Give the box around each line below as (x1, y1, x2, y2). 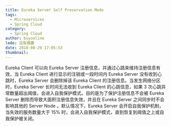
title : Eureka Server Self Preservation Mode (5, 7, 104, 13)
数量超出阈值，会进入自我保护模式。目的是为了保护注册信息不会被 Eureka (9, 90, 164, 96)
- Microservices (10, 17, 44, 22)
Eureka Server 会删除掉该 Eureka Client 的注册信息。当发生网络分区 (18, 77, 161, 83)
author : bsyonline (5, 36, 44, 41)
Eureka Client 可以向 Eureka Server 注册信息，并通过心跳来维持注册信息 (5, 65, 157, 71)
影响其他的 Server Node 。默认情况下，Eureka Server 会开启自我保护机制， (5, 103, 164, 109)
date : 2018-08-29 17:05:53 (5, 45, 63, 50)
